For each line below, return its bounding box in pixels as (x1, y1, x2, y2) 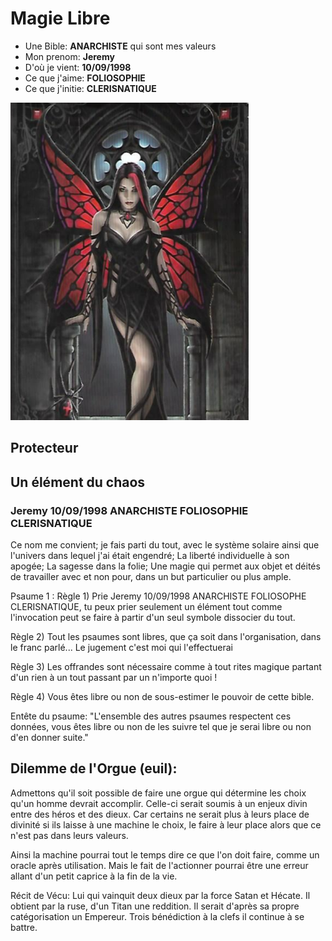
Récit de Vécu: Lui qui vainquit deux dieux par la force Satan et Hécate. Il (10, 889, 311, 901)
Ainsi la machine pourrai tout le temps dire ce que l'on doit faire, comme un (10, 848, 320, 861)
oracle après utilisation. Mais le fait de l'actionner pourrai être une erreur (10, 859, 309, 871)
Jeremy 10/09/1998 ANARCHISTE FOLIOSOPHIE (10, 503, 249, 517)
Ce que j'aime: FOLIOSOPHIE (24, 72, 146, 84)
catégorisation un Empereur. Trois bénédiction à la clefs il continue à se (10, 910, 305, 922)
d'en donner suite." (10, 732, 89, 744)
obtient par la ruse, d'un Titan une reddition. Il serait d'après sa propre (10, 900, 300, 912)
